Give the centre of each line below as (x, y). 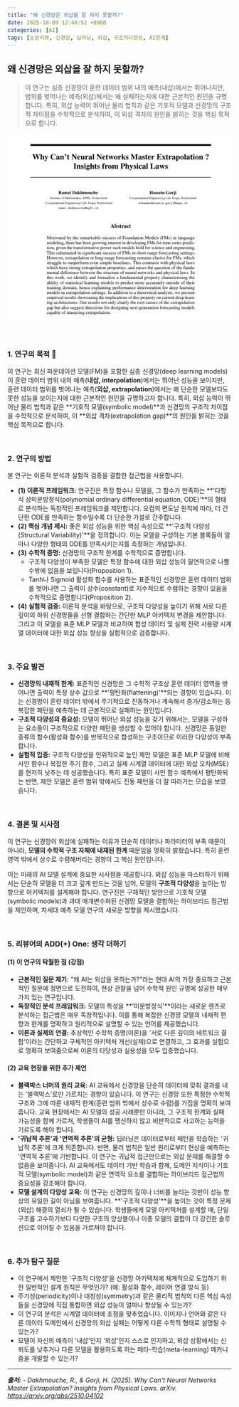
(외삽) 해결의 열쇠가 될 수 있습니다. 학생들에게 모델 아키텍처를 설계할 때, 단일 (123, 1209)
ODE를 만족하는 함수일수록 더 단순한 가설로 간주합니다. (107, 517)
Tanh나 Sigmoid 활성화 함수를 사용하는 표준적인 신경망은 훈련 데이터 (123, 579)
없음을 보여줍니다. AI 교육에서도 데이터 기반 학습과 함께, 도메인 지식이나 (116, 1165)
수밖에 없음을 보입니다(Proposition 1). (81, 571)
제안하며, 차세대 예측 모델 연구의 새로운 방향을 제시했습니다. (97, 910)
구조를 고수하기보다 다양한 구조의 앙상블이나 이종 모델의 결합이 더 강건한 (117, 1218)
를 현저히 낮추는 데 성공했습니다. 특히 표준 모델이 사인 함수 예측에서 (111, 773)
